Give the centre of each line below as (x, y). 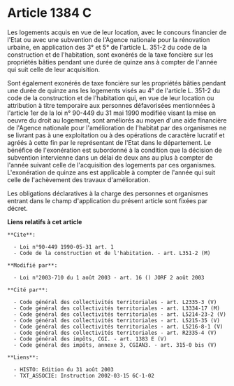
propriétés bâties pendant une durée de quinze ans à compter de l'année (112, 62)
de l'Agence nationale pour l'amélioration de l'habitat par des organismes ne (117, 127)
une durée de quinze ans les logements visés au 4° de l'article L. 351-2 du (114, 90)
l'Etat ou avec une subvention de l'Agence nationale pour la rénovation (109, 39)
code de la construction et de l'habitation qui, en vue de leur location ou (111, 98)
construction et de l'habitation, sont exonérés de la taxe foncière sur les (110, 55)
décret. (17, 208)
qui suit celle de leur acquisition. (54, 69)
